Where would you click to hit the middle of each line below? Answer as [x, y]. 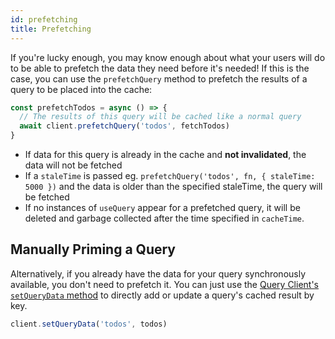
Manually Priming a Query [93, 249]
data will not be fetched [73, 165]
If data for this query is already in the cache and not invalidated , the [165, 154]
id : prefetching [44, 19]
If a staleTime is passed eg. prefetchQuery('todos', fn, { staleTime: [170, 175]
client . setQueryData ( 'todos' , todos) [89, 324]
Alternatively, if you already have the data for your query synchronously [158, 273]
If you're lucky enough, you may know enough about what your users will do [168, 57]
